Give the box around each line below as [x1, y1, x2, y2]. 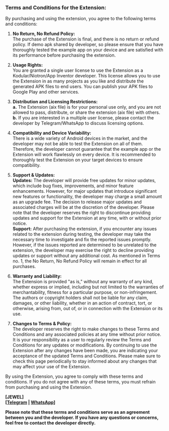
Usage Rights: [12, 62, 43, 68]
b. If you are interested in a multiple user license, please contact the [12, 115, 154, 121]
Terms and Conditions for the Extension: [5, 4, 107, 11]
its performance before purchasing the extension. [12, 52, 116, 58]
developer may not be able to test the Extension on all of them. [12, 141, 143, 147]
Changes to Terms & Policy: [12, 321, 72, 327]
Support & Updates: [12, 172, 55, 178]
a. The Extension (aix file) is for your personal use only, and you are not [12, 104, 161, 110]
